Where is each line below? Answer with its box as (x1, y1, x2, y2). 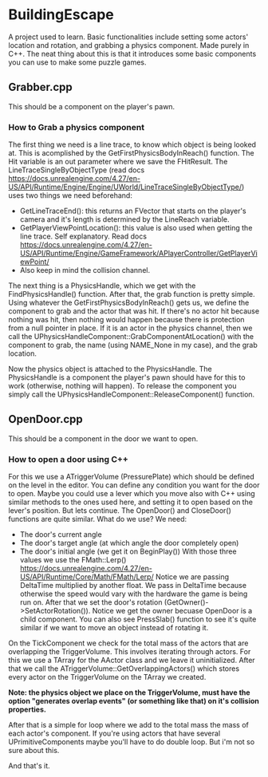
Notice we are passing (155, 572, 230, 582)
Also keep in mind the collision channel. (19, 266, 150, 275)
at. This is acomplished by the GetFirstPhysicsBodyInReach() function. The (8, 148, 254, 158)
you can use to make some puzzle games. (8, 57, 147, 67)
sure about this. (8, 746, 60, 755)
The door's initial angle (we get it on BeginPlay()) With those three (19, 546, 237, 556)
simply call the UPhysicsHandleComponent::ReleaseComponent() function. (8, 389, 255, 400)
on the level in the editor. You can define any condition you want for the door (8, 480, 260, 490)
